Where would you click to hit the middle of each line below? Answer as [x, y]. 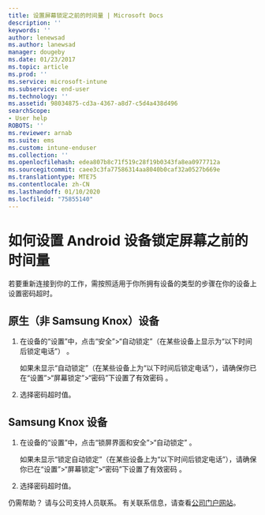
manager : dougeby [37, 52]
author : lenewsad [37, 38]
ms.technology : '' [38, 96]
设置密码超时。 [32, 294]
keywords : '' [30, 30]
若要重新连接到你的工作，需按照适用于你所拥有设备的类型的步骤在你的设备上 [132, 284]
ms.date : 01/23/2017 [42, 60]
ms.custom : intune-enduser [52, 148]
